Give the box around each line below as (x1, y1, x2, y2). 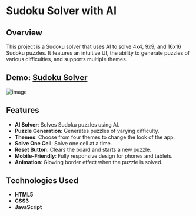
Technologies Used (6, 175, 78, 186)
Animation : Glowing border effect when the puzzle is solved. (14, 158, 163, 165)
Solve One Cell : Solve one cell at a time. (14, 139, 112, 147)
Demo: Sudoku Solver (6, 72, 88, 83)
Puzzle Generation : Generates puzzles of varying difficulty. (14, 127, 160, 134)
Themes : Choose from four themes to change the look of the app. (14, 134, 175, 141)
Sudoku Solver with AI (6, 4, 117, 18)
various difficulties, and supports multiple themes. (6, 56, 128, 62)
